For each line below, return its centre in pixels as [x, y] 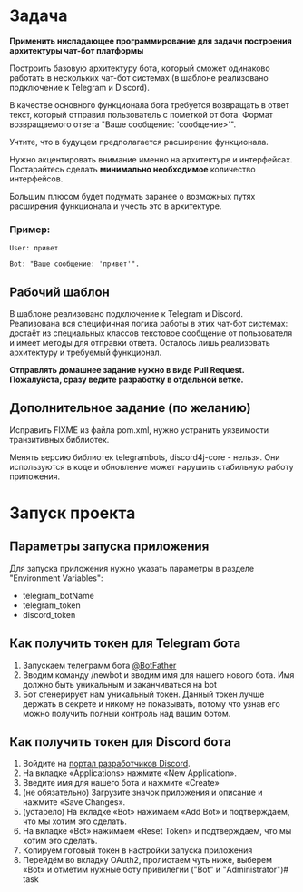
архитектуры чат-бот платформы [77, 50]
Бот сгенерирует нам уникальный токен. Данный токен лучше [143, 694]
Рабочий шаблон [60, 292]
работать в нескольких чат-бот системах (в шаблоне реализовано [139, 77]
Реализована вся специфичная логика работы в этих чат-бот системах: [149, 324]
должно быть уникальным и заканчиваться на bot [120, 684]
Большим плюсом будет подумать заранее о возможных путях [132, 196]
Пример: [30, 230]
